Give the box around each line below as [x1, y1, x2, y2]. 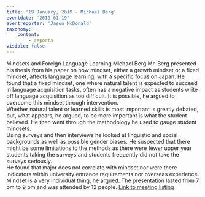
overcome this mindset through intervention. [6, 98, 118, 106]
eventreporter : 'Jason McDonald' [6, 20, 92, 26]
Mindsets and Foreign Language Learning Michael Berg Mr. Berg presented [6, 59, 197, 67]
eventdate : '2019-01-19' [6, 15, 70, 21]
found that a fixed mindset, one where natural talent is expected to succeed [6, 79, 198, 86]
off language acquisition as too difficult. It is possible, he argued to [6, 92, 175, 100]
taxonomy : [6, 26, 32, 32]
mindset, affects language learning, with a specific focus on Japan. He [6, 73, 185, 80]
